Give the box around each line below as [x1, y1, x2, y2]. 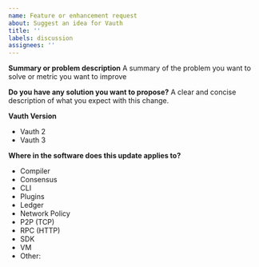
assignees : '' [8, 42, 56, 50]
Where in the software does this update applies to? [8, 151, 181, 161]
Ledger [19, 201, 44, 210]
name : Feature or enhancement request [8, 11, 137, 20]
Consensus [19, 175, 58, 185]
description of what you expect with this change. [8, 96, 169, 106]
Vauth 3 [19, 135, 46, 145]
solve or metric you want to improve [8, 72, 127, 82]
